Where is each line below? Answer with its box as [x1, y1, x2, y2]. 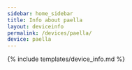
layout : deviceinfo [7, 23, 64, 30]
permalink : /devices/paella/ [7, 29, 92, 37]
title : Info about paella [7, 17, 82, 24]
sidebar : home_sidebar [7, 10, 73, 17]
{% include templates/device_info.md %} [7, 55, 126, 63]
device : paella [7, 36, 52, 43]
